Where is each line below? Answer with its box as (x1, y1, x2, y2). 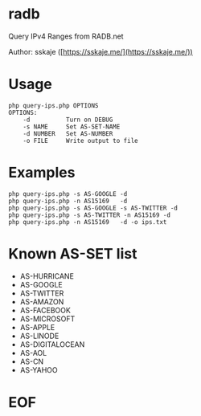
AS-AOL (19, 348, 47, 357)
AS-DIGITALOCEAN (19, 339, 85, 349)
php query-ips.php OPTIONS (8, 101, 99, 109)
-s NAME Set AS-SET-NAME (23, 122, 121, 131)
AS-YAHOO (19, 365, 58, 374)
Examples (8, 164, 76, 181)
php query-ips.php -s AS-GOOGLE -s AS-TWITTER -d (8, 204, 178, 212)
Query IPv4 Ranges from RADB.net (8, 31, 124, 41)
